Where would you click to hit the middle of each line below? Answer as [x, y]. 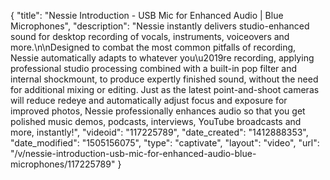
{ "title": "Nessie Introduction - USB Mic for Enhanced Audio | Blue [147, 15]
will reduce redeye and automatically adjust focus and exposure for [149, 100]
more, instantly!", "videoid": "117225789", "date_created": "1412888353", [159, 132]
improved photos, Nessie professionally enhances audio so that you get [158, 111]
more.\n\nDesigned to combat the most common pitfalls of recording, [153, 47]
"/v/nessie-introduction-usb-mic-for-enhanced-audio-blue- [133, 153]
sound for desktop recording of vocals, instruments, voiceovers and [150, 36]
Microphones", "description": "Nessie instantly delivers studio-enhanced [160, 26]
